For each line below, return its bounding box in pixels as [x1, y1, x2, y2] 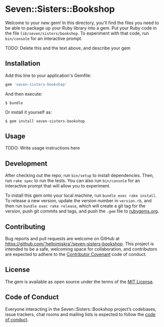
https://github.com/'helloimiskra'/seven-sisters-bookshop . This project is [5, 241, 154, 247]
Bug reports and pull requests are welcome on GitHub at [5, 236, 120, 242]
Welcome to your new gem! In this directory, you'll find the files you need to [5, 20, 159, 26]
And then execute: [5, 91, 42, 97]
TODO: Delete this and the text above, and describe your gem [5, 45, 131, 51]
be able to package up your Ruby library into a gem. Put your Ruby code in [5, 25, 157, 31]
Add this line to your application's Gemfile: [5, 73, 91, 78]
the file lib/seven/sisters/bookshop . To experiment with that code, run [5, 30, 149, 36]
